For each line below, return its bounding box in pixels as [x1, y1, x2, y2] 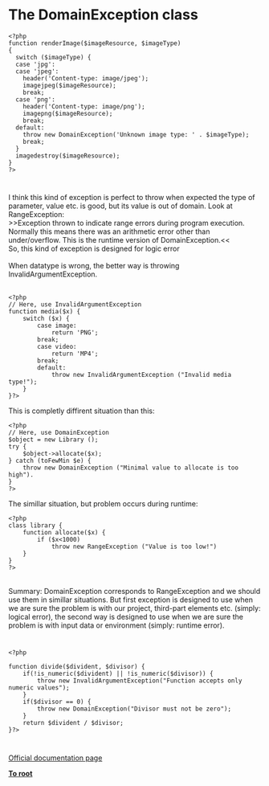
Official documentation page [8, 753, 103, 763]
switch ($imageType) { [15, 53, 92, 61]
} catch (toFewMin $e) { [8, 456, 92, 465]
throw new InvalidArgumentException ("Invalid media [51, 371, 231, 379]
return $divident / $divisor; [22, 719, 124, 727]
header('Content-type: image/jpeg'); [22, 74, 149, 82]
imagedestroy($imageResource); [15, 151, 120, 160]
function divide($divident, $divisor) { [8, 663, 146, 671]
